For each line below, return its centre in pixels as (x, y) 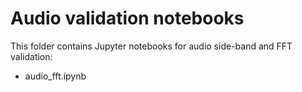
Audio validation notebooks (127, 18)
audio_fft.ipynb (55, 76)
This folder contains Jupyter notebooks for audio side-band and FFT (151, 46)
